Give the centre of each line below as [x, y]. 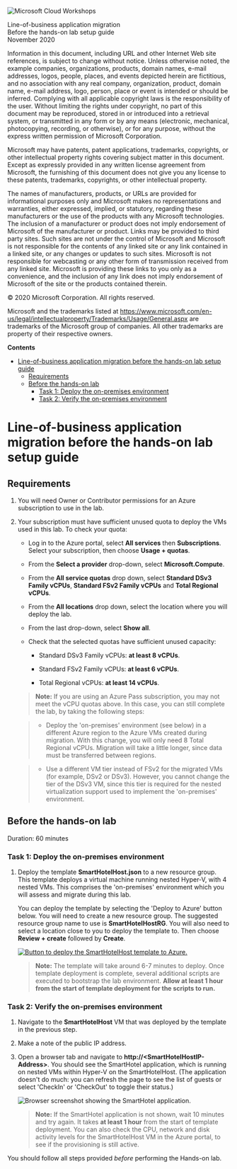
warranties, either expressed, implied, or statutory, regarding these [105, 208]
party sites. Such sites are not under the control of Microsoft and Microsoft [116, 238]
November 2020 [31, 40]
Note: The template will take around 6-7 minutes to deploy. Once [130, 966]
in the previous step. [47, 1030]
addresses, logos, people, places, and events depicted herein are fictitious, [117, 76]
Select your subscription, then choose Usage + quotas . [109, 551]
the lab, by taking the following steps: [90, 712]
